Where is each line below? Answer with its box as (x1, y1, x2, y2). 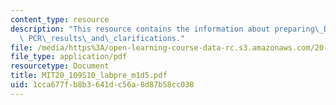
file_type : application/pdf (10, 52, 128, 62)
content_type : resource (10, 14, 110, 25)
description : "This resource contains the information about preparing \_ (10, 24, 325, 34)
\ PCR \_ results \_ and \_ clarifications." (19, 33, 186, 43)
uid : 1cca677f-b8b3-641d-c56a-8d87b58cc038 (10, 80, 195, 90)
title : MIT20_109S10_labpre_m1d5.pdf (10, 71, 168, 81)
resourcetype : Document (10, 61, 110, 71)
